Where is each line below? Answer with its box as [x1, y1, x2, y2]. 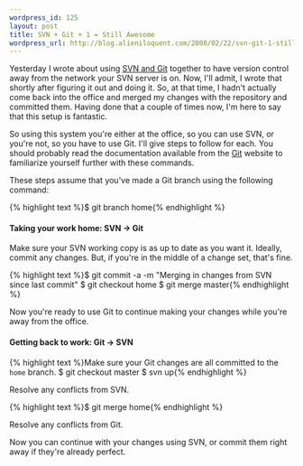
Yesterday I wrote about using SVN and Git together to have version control [9, 63, 289, 74]
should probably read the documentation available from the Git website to [9, 148, 283, 159]
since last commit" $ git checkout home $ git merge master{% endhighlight [9, 279, 289, 290]
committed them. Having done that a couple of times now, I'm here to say [9, 101, 281, 113]
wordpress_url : [9, 38, 67, 48]
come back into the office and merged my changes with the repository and [9, 92, 288, 103]
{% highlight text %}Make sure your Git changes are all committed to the [9, 357, 280, 368]
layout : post [9, 22, 59, 31]
